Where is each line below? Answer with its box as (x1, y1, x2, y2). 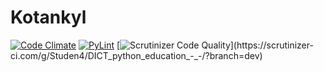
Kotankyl (10, 6, 87, 29)
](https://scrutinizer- (229, 39, 314, 51)
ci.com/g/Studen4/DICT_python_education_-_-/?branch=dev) (10, 49, 263, 61)
